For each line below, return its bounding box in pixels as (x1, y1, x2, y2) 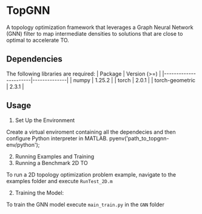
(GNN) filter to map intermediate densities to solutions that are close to (6, 30, 183, 37)
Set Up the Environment (15, 116, 75, 124)
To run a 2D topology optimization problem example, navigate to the (6, 170, 177, 178)
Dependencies (6, 54, 62, 64)
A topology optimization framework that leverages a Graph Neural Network (6, 24, 194, 31)
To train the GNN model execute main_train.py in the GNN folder (6, 201, 165, 208)
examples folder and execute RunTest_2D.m (6, 177, 113, 184)
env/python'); (6, 141, 40, 148)
